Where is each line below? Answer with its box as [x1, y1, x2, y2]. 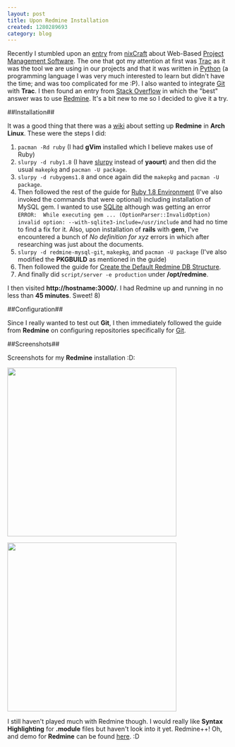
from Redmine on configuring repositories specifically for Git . [7, 326, 186, 335]
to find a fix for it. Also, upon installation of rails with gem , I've [17, 225, 199, 233]
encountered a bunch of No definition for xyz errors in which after [17, 233, 210, 241]
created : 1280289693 [7, 23, 68, 30]
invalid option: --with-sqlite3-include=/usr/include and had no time [17, 218, 228, 226]
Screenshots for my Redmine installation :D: [7, 353, 135, 362]
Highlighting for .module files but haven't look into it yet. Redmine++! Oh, [7, 724, 222, 734]
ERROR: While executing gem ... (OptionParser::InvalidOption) [17, 212, 211, 219]
